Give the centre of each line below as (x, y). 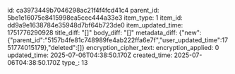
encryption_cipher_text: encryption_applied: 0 (152, 48)
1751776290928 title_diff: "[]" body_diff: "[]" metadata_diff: (92, 32)
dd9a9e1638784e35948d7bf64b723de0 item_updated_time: (95, 25)
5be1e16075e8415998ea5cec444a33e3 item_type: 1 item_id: (95, 18)
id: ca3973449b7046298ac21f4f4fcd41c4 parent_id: (83, 10)
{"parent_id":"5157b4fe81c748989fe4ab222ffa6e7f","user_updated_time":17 (117, 40)
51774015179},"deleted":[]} (46, 48)
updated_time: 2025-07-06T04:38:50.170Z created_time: (90, 55)
